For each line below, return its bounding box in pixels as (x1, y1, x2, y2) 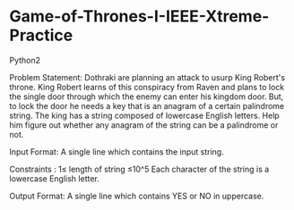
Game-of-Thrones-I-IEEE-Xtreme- (9, 6, 270, 27)
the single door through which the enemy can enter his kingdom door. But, (9, 91, 284, 102)
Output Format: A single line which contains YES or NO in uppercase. (9, 190, 264, 201)
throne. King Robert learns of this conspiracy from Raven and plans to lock (9, 81, 285, 92)
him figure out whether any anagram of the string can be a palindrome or (9, 119, 279, 130)
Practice (9, 25, 73, 46)
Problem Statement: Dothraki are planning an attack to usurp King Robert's (9, 71, 285, 82)
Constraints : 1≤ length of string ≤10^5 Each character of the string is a (9, 164, 270, 174)
